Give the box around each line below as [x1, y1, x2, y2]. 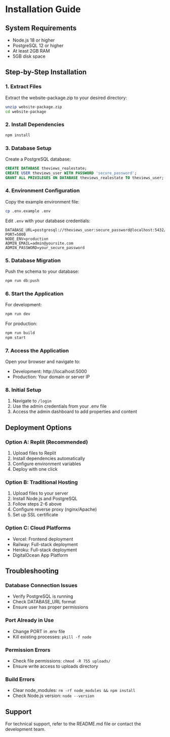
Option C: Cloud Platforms [5, 524, 71, 531]
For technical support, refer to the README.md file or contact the [5, 721, 141, 727]
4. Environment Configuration [5, 187, 80, 194]
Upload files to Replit [12, 450, 57, 456]
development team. [5, 726, 46, 732]
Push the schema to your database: [5, 268, 79, 274]
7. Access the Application [5, 347, 69, 354]
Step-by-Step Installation [5, 68, 87, 76]
